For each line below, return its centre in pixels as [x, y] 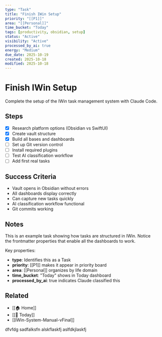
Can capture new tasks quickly [43, 199]
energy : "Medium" [22, 50]
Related [17, 296]
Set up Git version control [37, 145]
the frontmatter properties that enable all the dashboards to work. [70, 241]
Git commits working [33, 209]
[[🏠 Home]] [24, 308]
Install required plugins [35, 150]
